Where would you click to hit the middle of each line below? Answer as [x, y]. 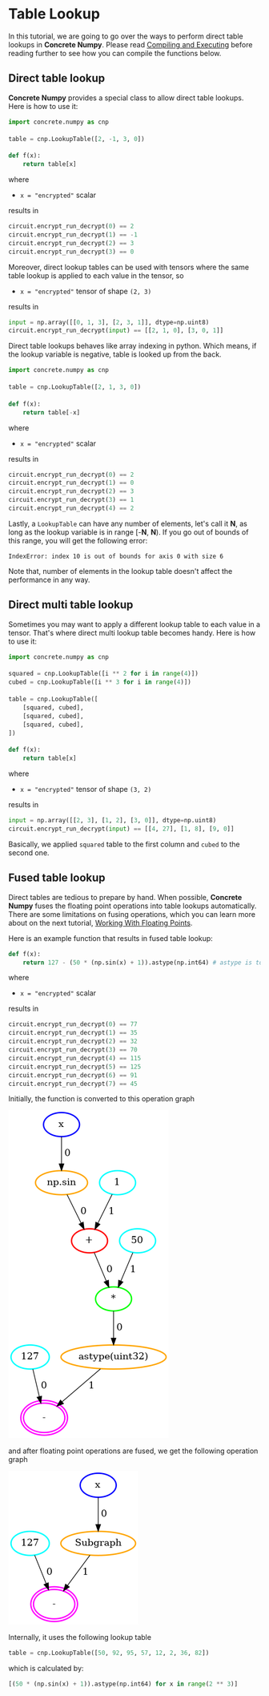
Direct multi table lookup [71, 605]
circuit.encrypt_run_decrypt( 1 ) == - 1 [73, 234]
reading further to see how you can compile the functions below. [115, 53]
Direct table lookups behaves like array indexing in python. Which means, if [132, 346]
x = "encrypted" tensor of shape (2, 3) [86, 291]
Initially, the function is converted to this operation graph [101, 1099]
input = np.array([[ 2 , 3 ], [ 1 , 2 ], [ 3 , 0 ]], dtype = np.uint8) [112, 821]
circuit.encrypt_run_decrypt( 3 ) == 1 [71, 500]
